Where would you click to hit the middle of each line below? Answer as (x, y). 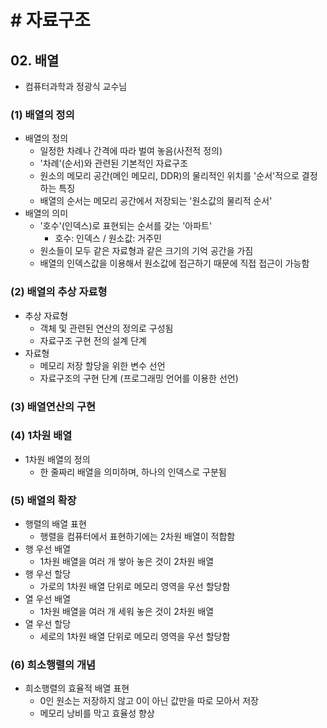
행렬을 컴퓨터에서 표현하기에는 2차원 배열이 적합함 (137, 537)
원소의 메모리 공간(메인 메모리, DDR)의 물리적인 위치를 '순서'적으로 (169, 176)
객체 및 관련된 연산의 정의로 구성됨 (106, 328)
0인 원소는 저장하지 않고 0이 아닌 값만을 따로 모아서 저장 (149, 701)
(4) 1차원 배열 (41, 436)
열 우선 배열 (48, 599)
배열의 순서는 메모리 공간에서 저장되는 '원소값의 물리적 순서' (156, 201)
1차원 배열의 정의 (57, 459)
